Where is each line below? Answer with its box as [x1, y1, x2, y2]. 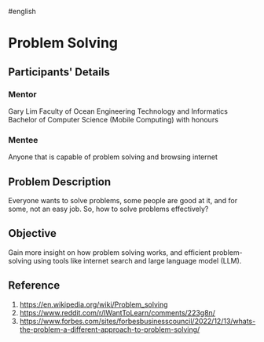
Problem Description [8, 175, 112, 188]
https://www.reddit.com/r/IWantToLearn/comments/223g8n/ [19, 307, 216, 317]
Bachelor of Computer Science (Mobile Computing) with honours [8, 115, 218, 124]
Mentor [8, 89, 37, 100]
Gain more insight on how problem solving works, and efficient [8, 247, 211, 257]
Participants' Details [8, 65, 110, 78]
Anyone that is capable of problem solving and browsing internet [8, 152, 218, 162]
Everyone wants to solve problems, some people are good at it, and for [8, 195, 238, 205]
